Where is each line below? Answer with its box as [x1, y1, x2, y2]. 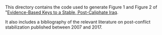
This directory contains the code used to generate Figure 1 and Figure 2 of [5, 4, 158, 10]
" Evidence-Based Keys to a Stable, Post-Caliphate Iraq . [5, 9, 119, 15]
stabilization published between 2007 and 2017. [5, 24, 103, 30]
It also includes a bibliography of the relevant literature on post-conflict [5, 19, 151, 25]
